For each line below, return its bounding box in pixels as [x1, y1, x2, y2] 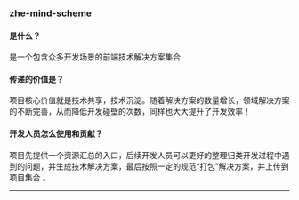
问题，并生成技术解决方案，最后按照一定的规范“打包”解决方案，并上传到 [24, 161, 289, 172]
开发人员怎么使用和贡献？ [9, 128, 103, 139]
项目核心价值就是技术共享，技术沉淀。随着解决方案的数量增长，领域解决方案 [9, 95, 290, 106]
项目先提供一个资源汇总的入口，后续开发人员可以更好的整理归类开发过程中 [9, 149, 282, 160]
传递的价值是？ [9, 74, 64, 84]
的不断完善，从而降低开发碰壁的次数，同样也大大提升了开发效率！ [9, 106, 251, 117]
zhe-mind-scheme [9, 7, 92, 20]
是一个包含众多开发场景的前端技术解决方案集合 [9, 52, 181, 62]
